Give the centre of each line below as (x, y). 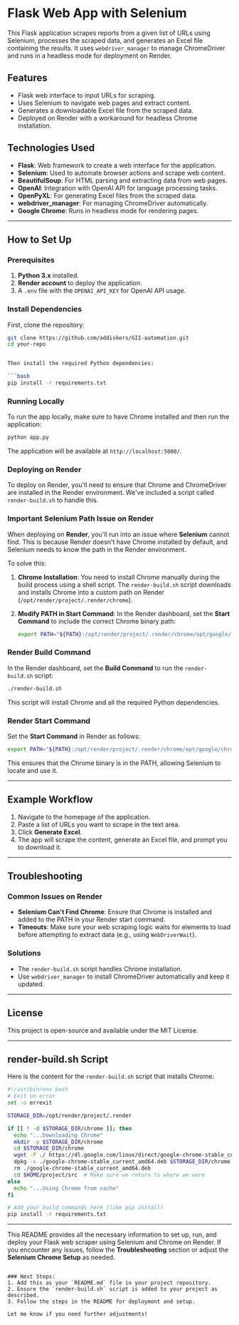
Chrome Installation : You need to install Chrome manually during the (119, 577)
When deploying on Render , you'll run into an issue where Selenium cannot (118, 534)
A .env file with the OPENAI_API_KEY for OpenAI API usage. (102, 291)
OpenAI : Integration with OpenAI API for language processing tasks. (118, 188)
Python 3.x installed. (48, 275)
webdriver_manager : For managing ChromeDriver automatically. (113, 203)
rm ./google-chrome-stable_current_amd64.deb (83, 1168)
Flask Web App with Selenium (97, 13)
